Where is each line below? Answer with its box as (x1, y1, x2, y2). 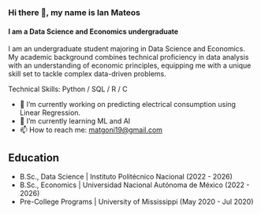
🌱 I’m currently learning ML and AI (19, 116, 131, 126)
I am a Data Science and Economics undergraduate (8, 27, 179, 36)
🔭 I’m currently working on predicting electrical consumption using (19, 100, 237, 109)
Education (8, 151, 60, 164)
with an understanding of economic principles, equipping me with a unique (8, 61, 252, 70)
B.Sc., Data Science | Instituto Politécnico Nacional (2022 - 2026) (19, 172, 233, 181)
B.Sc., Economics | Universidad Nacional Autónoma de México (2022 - (19, 180, 250, 190)
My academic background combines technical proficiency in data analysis (8, 53, 249, 62)
